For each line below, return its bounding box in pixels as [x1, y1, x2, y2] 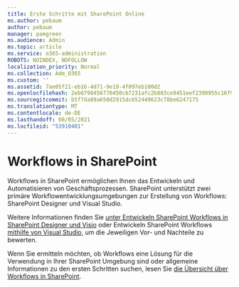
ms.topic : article [7, 43, 62, 50]
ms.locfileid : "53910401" [7, 122, 84, 130]
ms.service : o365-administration [7, 50, 107, 58]
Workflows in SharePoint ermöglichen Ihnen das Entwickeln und [7, 177, 195, 185]
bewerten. [7, 236, 38, 244]
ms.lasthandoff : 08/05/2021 [7, 116, 91, 123]
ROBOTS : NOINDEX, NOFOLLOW [7, 57, 87, 64]
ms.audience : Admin [7, 37, 65, 44]
